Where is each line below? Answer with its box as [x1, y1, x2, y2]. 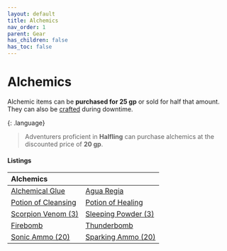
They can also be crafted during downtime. [7, 104, 133, 113]
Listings [7, 156, 32, 164]
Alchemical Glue [11, 186, 65, 196]
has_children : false [7, 37, 69, 44]
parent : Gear [7, 30, 46, 38]
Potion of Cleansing [11, 198, 77, 208]
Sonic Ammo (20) [11, 232, 70, 242]
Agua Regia [85, 186, 124, 196]
